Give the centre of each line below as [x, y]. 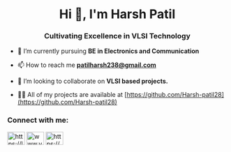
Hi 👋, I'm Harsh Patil [117, 14]
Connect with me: [38, 120]
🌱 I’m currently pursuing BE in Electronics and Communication [108, 51]
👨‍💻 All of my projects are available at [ [72, 95]
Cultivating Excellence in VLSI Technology [117, 36]
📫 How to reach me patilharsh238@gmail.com [87, 65]
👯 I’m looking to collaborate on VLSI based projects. [93, 81]
